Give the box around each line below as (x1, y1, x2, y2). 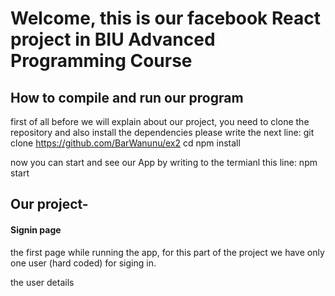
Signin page (10, 223, 62, 236)
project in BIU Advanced (10, 28, 216, 51)
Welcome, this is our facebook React (10, 7, 321, 30)
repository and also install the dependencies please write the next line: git (10, 127, 315, 138)
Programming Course (10, 50, 193, 72)
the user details (10, 276, 75, 288)
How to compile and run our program (10, 89, 244, 106)
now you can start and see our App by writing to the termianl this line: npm (10, 157, 318, 168)
